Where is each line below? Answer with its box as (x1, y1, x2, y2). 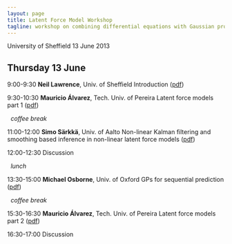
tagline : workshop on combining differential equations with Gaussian (7, 23, 215, 30)
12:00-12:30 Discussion (7, 149, 75, 157)
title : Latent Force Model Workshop (7, 17, 113, 24)
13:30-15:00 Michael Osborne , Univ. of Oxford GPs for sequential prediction (7, 176, 224, 184)
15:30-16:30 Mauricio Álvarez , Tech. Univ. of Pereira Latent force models (7, 209, 216, 218)
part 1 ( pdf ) (7, 101, 39, 109)
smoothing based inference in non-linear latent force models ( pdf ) (7, 135, 195, 144)
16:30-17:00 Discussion (7, 230, 74, 238)
